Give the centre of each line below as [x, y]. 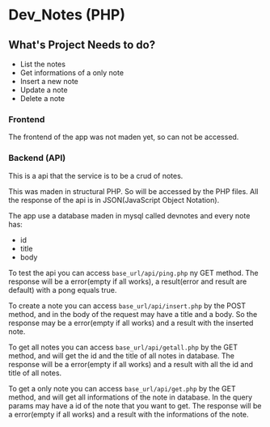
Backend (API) [37, 158]
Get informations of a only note [72, 73]
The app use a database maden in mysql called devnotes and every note [129, 215]
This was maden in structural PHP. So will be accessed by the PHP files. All [133, 191]
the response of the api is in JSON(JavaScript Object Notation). [114, 200]
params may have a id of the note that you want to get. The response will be [135, 405]
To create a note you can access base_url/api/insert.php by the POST [127, 306]
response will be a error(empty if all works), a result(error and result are [128, 281]
